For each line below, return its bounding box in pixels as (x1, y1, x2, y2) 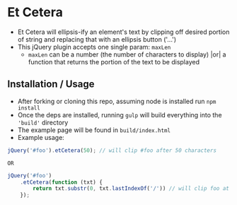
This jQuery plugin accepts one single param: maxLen (17, 42, 171, 51)
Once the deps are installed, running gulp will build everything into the (17, 110, 222, 119)
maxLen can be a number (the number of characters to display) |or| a (28, 50, 226, 59)
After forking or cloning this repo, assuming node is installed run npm (17, 97, 216, 105)
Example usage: (17, 133, 65, 141)
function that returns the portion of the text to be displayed (28, 57, 200, 66)
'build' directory (17, 118, 69, 127)
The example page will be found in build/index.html (17, 125, 171, 134)
